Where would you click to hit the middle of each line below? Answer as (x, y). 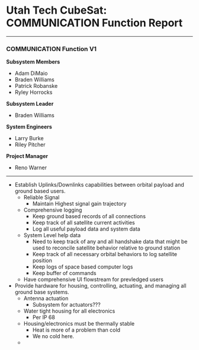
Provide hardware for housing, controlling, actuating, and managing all (100, 286)
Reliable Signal (41, 197)
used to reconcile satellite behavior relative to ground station (106, 248)
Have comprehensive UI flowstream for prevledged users (94, 279)
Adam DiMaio (31, 73)
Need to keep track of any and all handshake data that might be (110, 242)
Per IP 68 (44, 317)
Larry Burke (29, 138)
